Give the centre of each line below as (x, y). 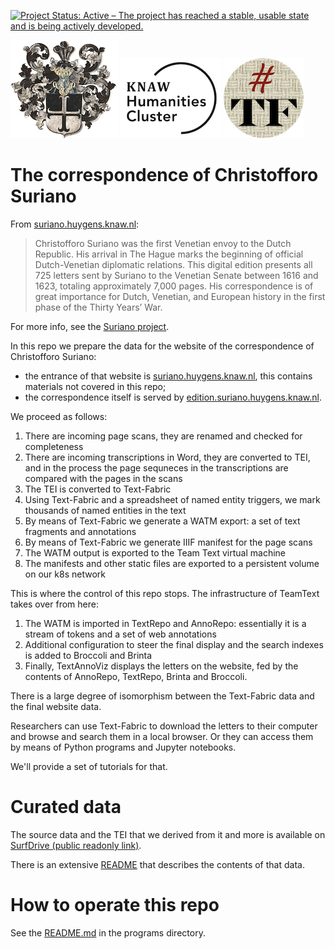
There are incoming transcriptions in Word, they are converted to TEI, (167, 457)
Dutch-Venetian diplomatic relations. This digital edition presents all (173, 264)
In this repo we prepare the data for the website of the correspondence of (162, 346)
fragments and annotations (80, 531)
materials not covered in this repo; (95, 386)
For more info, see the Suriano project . (90, 326)
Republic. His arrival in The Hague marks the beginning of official (169, 254)
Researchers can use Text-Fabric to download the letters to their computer (164, 726)
